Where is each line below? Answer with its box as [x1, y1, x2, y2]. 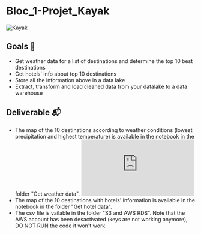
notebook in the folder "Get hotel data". [14, 203, 112, 210]
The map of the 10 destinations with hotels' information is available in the [14, 196, 196, 203]
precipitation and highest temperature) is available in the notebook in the [14, 133, 195, 140]
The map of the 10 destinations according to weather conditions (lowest [14, 126, 193, 133]
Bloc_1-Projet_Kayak [6, 4, 110, 18]
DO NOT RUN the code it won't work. [14, 222, 107, 229]
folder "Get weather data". [14, 190, 80, 197]
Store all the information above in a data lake [14, 76, 125, 83]
